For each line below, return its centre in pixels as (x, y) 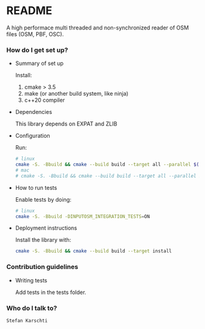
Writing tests (31, 280)
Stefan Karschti (27, 320)
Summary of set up (39, 63)
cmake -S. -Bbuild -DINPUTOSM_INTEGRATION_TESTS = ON (82, 216)
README (29, 11)
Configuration (32, 136)
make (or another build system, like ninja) (76, 94)
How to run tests (36, 187)
